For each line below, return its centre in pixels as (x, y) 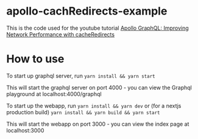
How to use (35, 59)
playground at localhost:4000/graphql (54, 94)
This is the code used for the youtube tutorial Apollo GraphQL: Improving (97, 28)
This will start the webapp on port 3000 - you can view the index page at (98, 124)
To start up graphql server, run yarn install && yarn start (81, 76)
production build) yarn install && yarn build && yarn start (83, 112)
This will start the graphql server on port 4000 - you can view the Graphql (99, 87)
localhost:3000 (25, 130)
